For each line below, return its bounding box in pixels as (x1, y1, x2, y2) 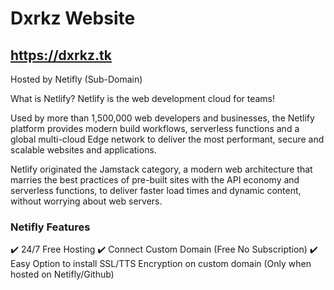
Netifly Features (10, 220, 91, 234)
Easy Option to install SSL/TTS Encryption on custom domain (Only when (10, 258, 312, 270)
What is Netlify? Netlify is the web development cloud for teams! (10, 93, 276, 104)
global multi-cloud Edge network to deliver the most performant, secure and (10, 133, 325, 145)
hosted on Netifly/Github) (10, 268, 115, 281)
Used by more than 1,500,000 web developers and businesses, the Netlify (10, 112, 315, 124)
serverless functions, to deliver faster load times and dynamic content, (10, 185, 302, 196)
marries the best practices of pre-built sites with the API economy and (10, 174, 300, 186)
